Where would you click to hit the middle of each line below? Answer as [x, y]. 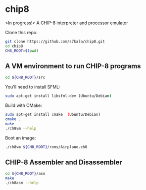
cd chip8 [14, 46]
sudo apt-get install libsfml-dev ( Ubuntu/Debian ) [58, 96]
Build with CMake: [24, 105]
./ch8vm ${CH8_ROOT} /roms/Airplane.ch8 [46, 147]
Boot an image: [21, 138]
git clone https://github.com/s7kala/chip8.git [55, 41]
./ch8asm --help [22, 183]
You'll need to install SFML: [33, 87]
